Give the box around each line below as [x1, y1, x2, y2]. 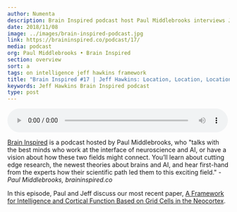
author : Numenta [7, 10, 55, 18]
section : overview [7, 56, 61, 63]
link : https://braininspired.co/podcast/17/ [7, 37, 140, 44]
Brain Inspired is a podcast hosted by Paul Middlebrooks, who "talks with [7, 138, 220, 146]
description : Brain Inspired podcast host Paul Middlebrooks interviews [7, 17, 226, 24]
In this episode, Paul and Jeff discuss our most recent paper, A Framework [7, 189, 224, 198]
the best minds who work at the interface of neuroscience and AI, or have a [7, 146, 227, 154]
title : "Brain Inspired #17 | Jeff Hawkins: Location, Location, [7, 75, 203, 83]
